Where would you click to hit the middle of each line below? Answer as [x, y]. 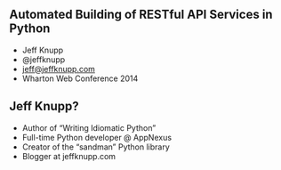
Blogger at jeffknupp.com [69, 156]
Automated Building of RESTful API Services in [141, 15]
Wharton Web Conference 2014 [80, 78]
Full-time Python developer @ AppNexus [96, 137]
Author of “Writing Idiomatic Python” [89, 127]
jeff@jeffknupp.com [59, 69]
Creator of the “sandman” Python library [96, 147]
